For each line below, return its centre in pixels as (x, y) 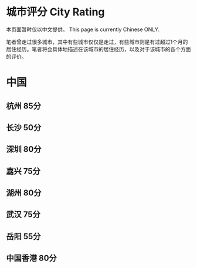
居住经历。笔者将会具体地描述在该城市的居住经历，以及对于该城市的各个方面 (98, 49)
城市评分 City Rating (55, 12)
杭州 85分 (23, 106)
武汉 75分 (23, 215)
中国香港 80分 (31, 258)
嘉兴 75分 (23, 171)
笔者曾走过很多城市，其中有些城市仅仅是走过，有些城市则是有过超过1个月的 (97, 42)
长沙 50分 (24, 128)
